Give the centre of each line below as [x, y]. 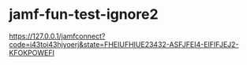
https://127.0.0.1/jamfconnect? [57, 36]
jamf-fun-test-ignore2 [84, 14]
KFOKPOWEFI [32, 52]
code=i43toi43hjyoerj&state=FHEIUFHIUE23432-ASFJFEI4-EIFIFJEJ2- [124, 44]
